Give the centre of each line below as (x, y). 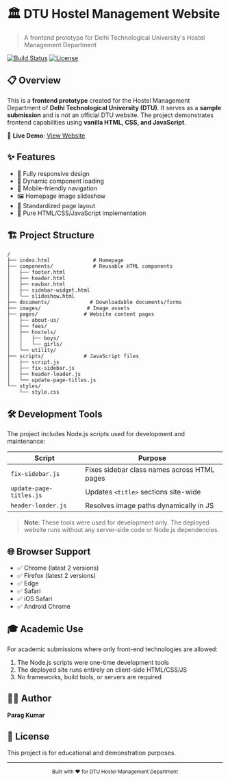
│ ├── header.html (37, 279)
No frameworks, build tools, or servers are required (89, 677)
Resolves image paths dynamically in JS (150, 506)
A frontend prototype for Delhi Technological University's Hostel (114, 37)
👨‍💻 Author (29, 699)
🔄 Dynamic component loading (61, 181)
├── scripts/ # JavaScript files (73, 356)
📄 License (28, 736)
